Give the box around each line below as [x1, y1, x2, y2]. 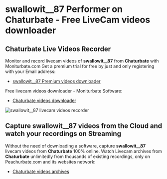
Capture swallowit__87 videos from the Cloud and [5, 121, 163, 130]
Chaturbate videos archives [12, 168, 70, 174]
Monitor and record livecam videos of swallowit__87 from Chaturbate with [5, 58, 159, 63]
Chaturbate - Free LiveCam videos [5, 14, 151, 25]
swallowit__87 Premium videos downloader [12, 78, 101, 84]
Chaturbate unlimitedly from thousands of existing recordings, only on [5, 153, 151, 159]
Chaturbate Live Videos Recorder [5, 44, 111, 53]
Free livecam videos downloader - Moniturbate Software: [5, 88, 123, 93]
